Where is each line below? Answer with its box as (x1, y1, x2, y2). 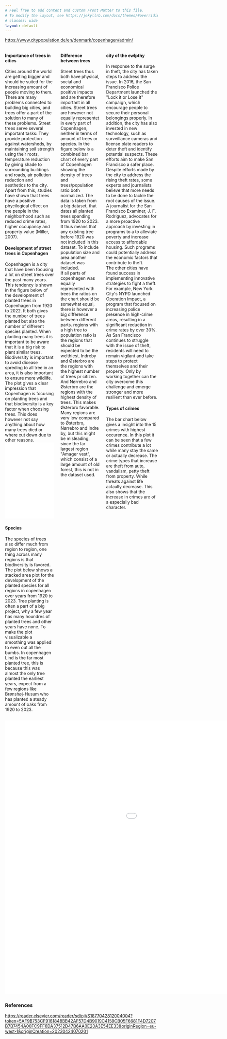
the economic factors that (106, 255, 158, 260)
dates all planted (60, 208, 94, 214)
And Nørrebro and (60, 379, 97, 384)
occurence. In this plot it (106, 432, 154, 437)
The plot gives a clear (5, 380, 49, 386)
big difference (60, 311, 89, 317)
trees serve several (5, 126, 44, 131)
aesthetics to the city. (5, 182, 48, 188)
